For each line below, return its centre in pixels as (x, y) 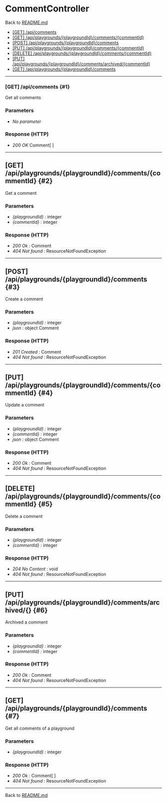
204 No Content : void (35, 569)
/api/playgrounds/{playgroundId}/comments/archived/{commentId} (81, 64)
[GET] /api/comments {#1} (38, 87)
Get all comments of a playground (40, 728)
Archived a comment (27, 622)
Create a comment (24, 299)
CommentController (47, 9)
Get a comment (21, 193)
